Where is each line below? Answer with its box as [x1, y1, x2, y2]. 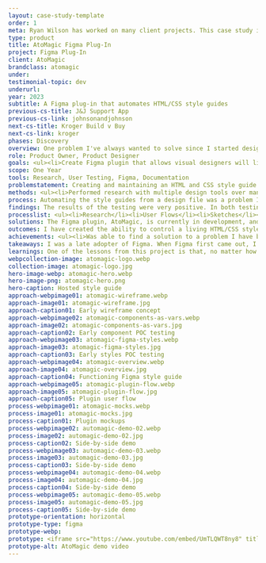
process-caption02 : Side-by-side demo [8, 439, 136, 447]
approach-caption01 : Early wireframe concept [8, 306, 161, 314]
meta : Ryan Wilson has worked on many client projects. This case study [8, 26, 253, 34]
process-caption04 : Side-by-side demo [8, 483, 136, 492]
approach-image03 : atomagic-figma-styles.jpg [8, 343, 161, 351]
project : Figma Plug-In [8, 48, 87, 56]
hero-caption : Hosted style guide [8, 285, 123, 293]
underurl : [8, 85, 41, 94]
